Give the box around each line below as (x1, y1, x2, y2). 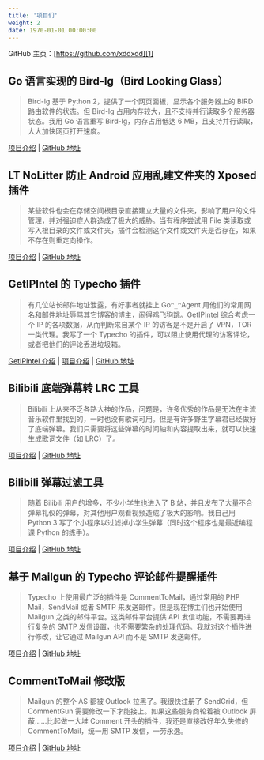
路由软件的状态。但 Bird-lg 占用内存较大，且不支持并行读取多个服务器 (27, 107, 255, 116)
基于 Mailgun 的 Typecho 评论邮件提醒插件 (8, 570, 217, 583)
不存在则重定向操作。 (27, 235, 97, 245)
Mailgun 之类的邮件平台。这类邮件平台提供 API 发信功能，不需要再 (27, 612, 244, 622)
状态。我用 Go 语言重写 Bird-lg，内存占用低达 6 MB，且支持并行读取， (27, 116, 258, 126)
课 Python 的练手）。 (27, 528, 93, 537)
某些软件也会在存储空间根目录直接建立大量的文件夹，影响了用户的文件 (27, 206, 257, 215)
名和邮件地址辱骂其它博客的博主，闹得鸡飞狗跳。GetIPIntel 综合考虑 (27, 310, 249, 319)
